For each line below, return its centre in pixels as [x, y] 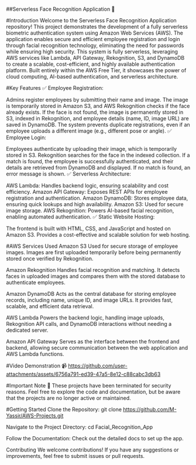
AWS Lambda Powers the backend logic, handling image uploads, [85, 318]
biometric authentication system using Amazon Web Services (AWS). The [94, 33]
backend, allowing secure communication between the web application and [97, 348]
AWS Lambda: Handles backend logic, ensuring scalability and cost [87, 186]
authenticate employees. [36, 282]
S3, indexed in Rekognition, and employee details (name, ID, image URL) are [97, 118]
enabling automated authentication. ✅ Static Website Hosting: [80, 217]
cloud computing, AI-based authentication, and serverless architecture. [92, 77]
